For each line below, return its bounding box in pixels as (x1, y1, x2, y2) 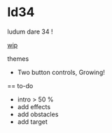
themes (7, 54, 29, 63)
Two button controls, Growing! (17, 68, 105, 76)
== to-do (7, 81, 34, 90)
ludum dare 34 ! (7, 27, 53, 36)
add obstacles (17, 110, 59, 118)
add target (17, 117, 48, 126)
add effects (17, 102, 51, 111)
